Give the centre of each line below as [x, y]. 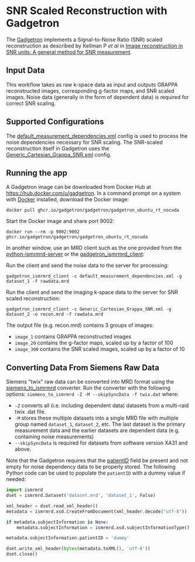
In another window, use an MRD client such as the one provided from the [94, 248]
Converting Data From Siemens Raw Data [83, 368]
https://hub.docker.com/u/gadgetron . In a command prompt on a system [93, 193]
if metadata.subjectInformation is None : [57, 522]
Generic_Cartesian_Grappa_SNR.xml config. [59, 154]
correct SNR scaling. [31, 103]
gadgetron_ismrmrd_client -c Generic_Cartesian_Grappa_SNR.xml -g [89, 309]
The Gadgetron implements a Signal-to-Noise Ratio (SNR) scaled [84, 39]
